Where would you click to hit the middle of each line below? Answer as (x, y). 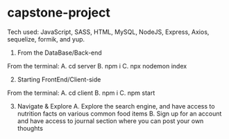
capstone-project (59, 13)
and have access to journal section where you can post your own (110, 121)
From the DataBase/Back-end (59, 53)
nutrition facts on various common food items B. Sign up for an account (119, 113)
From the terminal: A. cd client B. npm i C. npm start (81, 93)
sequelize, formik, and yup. (46, 39)
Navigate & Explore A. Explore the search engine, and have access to (116, 106)
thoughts (30, 128)
